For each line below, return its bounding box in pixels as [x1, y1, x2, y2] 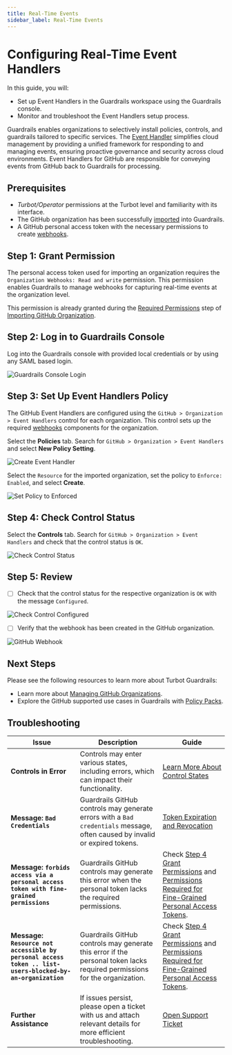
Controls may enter [79, 749, 142, 759]
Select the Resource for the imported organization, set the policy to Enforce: [7, 471, 223, 479]
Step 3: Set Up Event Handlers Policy [7, 390, 169, 402]
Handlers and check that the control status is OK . [7, 538, 144, 546]
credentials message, [79, 821, 153, 831]
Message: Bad [10, 814, 57, 823]
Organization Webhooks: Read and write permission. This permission [7, 276, 204, 284]
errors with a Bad [79, 812, 134, 822]
